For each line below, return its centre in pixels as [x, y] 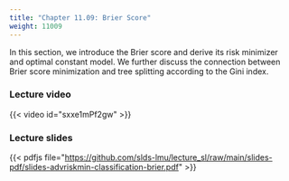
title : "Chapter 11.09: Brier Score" [80, 18]
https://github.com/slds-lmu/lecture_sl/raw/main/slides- [168, 157]
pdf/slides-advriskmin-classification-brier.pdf [94, 167]
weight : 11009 [36, 26]
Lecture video [41, 94]
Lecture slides [41, 138]
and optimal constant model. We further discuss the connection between [145, 62]
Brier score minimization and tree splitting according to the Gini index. [139, 71]
